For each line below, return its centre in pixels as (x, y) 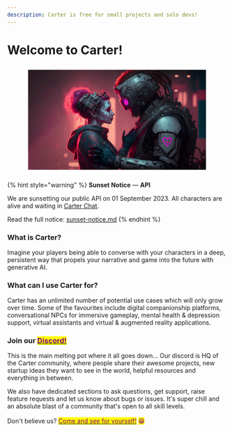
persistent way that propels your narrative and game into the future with (110, 260)
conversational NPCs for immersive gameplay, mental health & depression (114, 315)
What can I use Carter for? (53, 285)
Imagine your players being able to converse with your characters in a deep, (116, 252)
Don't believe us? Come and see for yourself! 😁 (76, 421)
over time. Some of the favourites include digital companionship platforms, (114, 308)
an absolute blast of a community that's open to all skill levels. (96, 406)
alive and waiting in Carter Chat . (53, 206)
